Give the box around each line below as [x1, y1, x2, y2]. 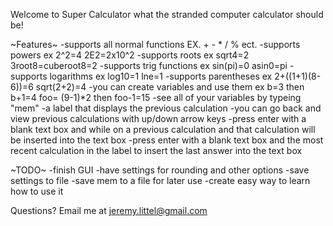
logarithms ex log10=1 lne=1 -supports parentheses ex [49, 70, 273, 82]
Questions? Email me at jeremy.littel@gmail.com [10, 205, 208, 216]
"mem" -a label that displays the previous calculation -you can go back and [10, 102, 322, 114]
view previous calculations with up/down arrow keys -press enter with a [10, 113, 307, 124]
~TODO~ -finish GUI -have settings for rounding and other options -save [10, 164, 310, 176]
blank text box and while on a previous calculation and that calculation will [10, 124, 316, 135]
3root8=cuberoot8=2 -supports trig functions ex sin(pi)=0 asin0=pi [10, 60, 288, 71]
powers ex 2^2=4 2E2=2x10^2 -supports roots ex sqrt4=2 [10, 49, 250, 61]
